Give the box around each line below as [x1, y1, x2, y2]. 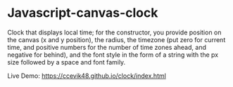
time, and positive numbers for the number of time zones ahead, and [7, 43, 206, 51]
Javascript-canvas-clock [7, 5, 158, 21]
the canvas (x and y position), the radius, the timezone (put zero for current [7, 35, 226, 43]
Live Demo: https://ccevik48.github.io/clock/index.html [7, 72, 167, 80]
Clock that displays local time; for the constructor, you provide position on [7, 28, 222, 36]
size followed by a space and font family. [7, 58, 126, 66]
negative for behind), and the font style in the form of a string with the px [7, 51, 219, 59]
